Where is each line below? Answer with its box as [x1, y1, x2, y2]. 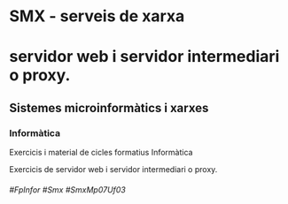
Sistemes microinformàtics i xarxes [9, 100, 209, 116]
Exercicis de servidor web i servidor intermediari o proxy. [9, 164, 218, 175]
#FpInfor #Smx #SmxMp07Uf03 [9, 184, 126, 195]
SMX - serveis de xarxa [9, 6, 185, 26]
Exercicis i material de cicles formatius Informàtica [9, 147, 193, 158]
